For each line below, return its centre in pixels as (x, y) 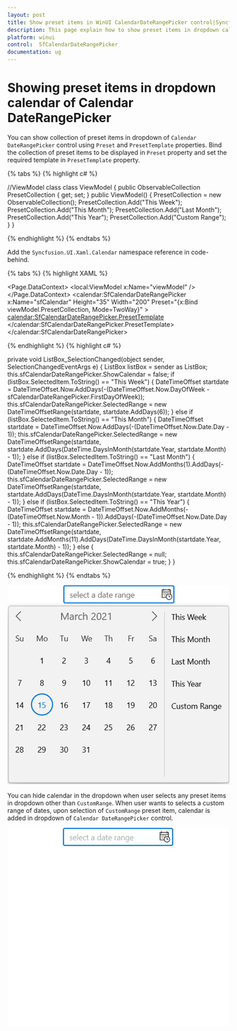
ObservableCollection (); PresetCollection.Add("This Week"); (95, 202)
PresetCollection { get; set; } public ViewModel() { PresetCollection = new (115, 195)
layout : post (26, 15)
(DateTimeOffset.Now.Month (49, 517)
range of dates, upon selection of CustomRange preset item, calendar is (109, 810)
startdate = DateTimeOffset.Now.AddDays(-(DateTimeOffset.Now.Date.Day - (118, 426)
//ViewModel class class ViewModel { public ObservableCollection (104, 187)
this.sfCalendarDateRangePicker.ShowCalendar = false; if (91, 374)
